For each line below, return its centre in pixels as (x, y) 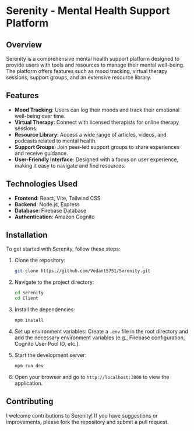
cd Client (27, 298)
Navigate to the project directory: (54, 282)
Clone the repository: (40, 260)
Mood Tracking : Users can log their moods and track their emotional (97, 110)
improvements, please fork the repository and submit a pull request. (87, 422)
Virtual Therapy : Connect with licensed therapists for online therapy (97, 122)
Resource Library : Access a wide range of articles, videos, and (91, 134)
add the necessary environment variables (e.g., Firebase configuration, (100, 338)
